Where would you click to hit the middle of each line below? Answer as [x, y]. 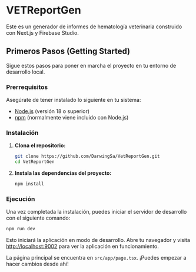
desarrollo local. [26, 72]
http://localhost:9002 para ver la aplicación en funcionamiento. [82, 246]
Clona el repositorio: [40, 145]
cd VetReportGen [34, 162]
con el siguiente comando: [38, 218]
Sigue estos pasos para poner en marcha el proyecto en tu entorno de [91, 65]
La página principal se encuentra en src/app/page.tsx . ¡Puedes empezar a [96, 258]
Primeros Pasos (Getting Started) [68, 52]
